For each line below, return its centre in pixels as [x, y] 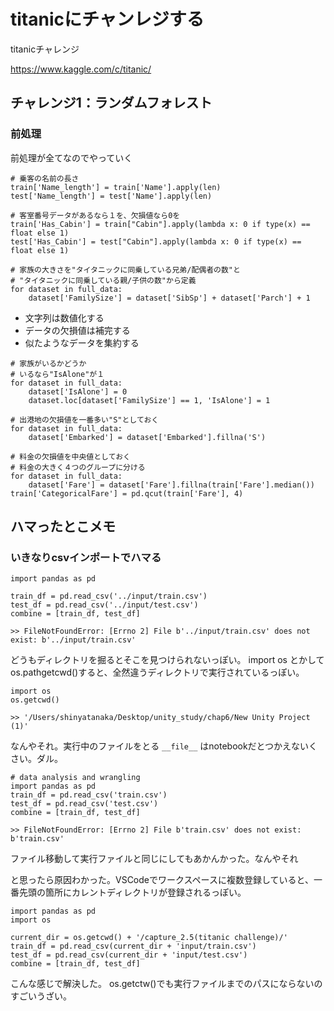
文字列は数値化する [64, 317]
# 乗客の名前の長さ [45, 178]
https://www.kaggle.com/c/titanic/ [81, 69]
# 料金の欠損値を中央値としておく [70, 456]
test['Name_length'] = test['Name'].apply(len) [111, 196]
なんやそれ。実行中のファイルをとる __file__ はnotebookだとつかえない [160, 746]
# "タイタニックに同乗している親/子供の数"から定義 [103, 280]
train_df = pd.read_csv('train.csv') [89, 795]
